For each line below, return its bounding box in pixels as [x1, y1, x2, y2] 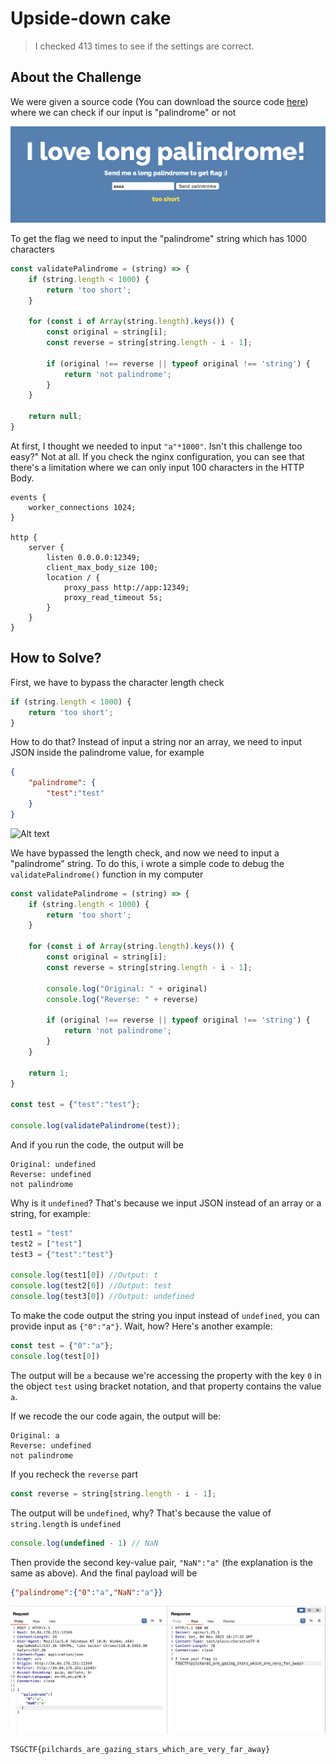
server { [28, 542, 65, 552]
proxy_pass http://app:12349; [63, 582, 190, 592]
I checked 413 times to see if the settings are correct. [34, 40, 255, 52]
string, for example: [10, 1207, 91, 1219]
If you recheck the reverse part [10, 1468, 139, 1480]
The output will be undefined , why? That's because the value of [10, 1507, 272, 1519]
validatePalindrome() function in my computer [10, 868, 204, 880]
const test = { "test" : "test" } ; [10, 1100, 141, 1110]
